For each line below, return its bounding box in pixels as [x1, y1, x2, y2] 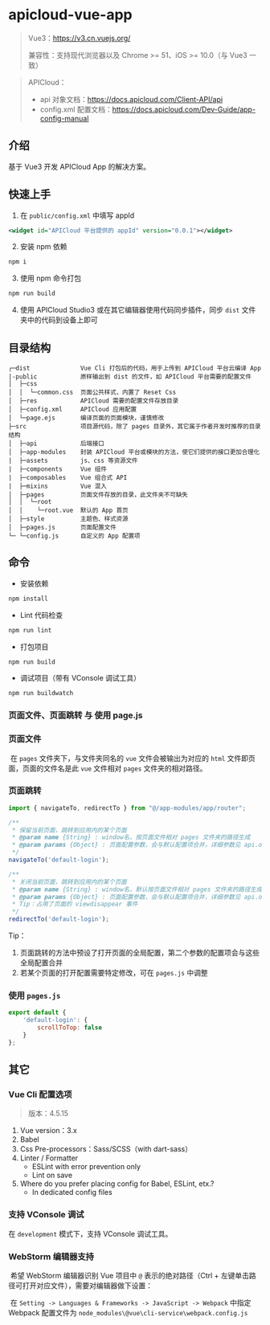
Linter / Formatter [19, 1153, 79, 1163]
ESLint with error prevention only [31, 1162, 141, 1172]
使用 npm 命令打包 [19, 273, 82, 283]
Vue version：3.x [19, 1126, 78, 1135]
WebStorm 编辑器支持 [8, 1251, 95, 1262]
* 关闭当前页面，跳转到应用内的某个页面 [11, 877, 127, 885]
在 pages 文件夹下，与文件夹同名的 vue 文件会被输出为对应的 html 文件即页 [10, 753, 256, 763]
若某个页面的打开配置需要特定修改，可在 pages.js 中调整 [19, 968, 208, 978]
